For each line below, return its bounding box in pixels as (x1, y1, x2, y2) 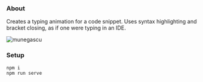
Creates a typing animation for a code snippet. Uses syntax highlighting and (6, 18, 197, 25)
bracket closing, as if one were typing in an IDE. (6, 24, 126, 31)
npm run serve (6, 70, 43, 76)
